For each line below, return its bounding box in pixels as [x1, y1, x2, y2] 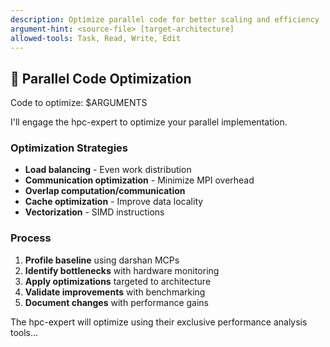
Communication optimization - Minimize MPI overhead [24, 174, 255, 186]
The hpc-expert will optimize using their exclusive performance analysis [10, 316, 308, 328]
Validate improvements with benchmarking [24, 286, 206, 298]
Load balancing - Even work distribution [24, 164, 192, 176]
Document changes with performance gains [24, 296, 209, 308]
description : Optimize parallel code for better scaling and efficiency [10, 14, 320, 25]
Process [10, 231, 52, 245]
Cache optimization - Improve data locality [24, 196, 204, 208]
